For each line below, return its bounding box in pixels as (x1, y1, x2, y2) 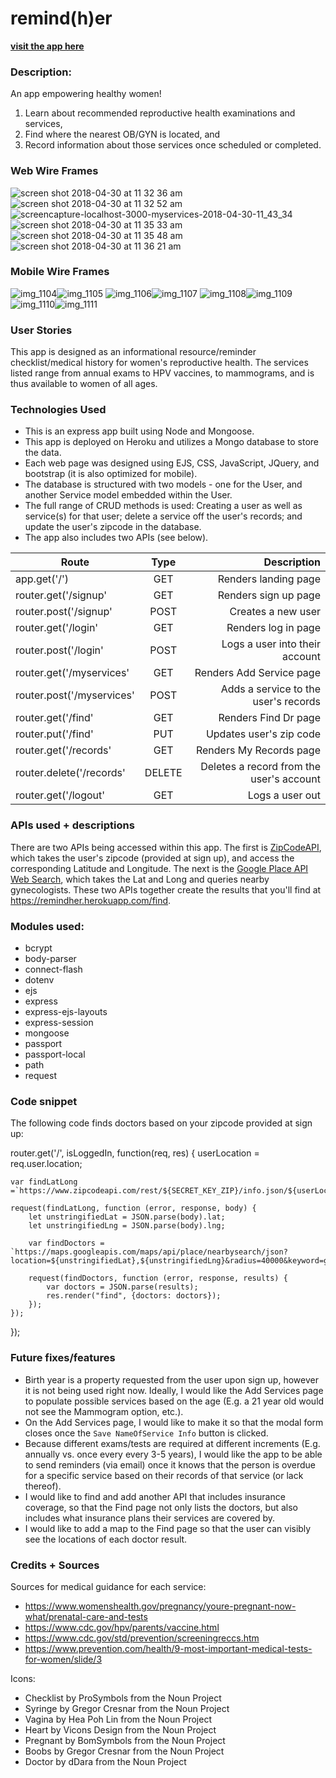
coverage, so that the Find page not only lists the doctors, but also (24, 1501, 298, 1513)
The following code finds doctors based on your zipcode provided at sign (10, 1117, 313, 1129)
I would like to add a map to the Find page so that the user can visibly (24, 1522, 312, 1534)
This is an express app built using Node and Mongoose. (24, 425, 255, 437)
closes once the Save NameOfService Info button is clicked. (24, 1427, 269, 1439)
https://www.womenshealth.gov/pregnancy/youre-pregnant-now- (24, 1600, 297, 1612)
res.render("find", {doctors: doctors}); (46, 1291, 222, 1301)
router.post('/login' (15, 643, 104, 657)
